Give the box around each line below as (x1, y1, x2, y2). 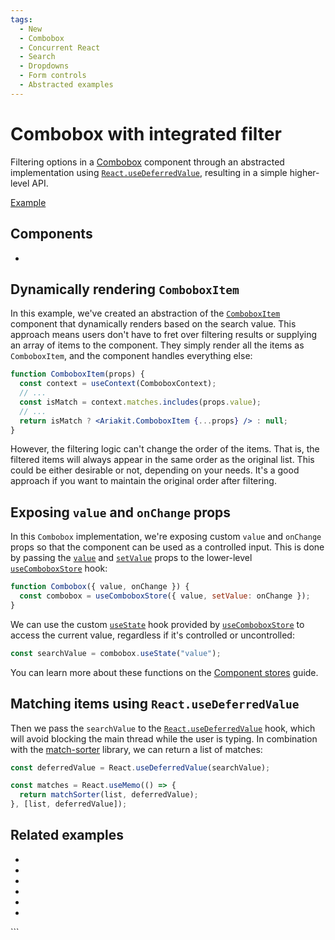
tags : (10, 14, 33, 25)
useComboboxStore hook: (10, 562, 108, 575)
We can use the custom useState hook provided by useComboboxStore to (10, 618, 305, 630)
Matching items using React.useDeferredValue (10, 696, 300, 713)
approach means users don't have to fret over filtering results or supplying (10, 329, 318, 341)
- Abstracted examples (19, 80, 114, 90)
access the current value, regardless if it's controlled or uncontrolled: (10, 629, 295, 641)
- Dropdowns (19, 61, 70, 71)
